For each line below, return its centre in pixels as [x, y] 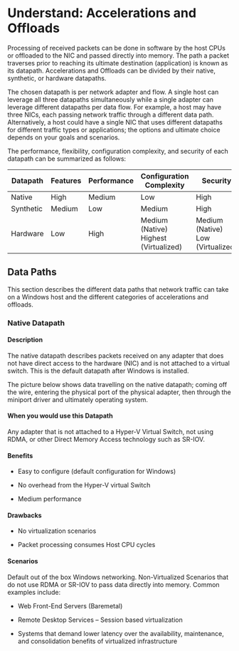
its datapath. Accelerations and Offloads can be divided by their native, [111, 70]
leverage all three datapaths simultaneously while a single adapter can [110, 99]
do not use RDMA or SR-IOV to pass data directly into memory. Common [113, 584]
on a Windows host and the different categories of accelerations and [108, 297]
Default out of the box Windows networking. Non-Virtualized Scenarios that [118, 577]
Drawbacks [25, 515]
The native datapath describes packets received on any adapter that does [116, 355]
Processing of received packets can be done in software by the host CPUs [117, 48]
